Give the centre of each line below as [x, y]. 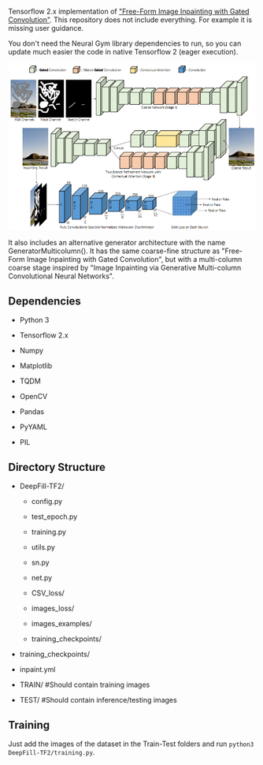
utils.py [43, 547]
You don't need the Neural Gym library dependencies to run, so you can [125, 43]
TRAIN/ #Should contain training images [85, 685]
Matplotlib [36, 366]
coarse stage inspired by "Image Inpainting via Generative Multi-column [125, 268]
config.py [47, 502]
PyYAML [33, 427]
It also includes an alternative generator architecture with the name [117, 243]
